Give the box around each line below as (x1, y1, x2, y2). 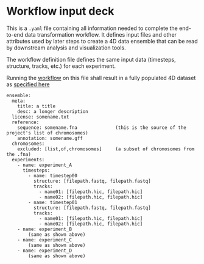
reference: (12, 119, 40, 125)
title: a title (17, 103, 56, 109)
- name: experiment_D (17, 248, 72, 254)
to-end (6, 31, 24, 38)
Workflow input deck (6, 4, 114, 18)
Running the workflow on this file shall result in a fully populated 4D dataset (6, 74, 196, 81)
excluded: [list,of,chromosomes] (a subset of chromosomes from (17, 145, 195, 152)
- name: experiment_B (17, 226, 72, 232)
